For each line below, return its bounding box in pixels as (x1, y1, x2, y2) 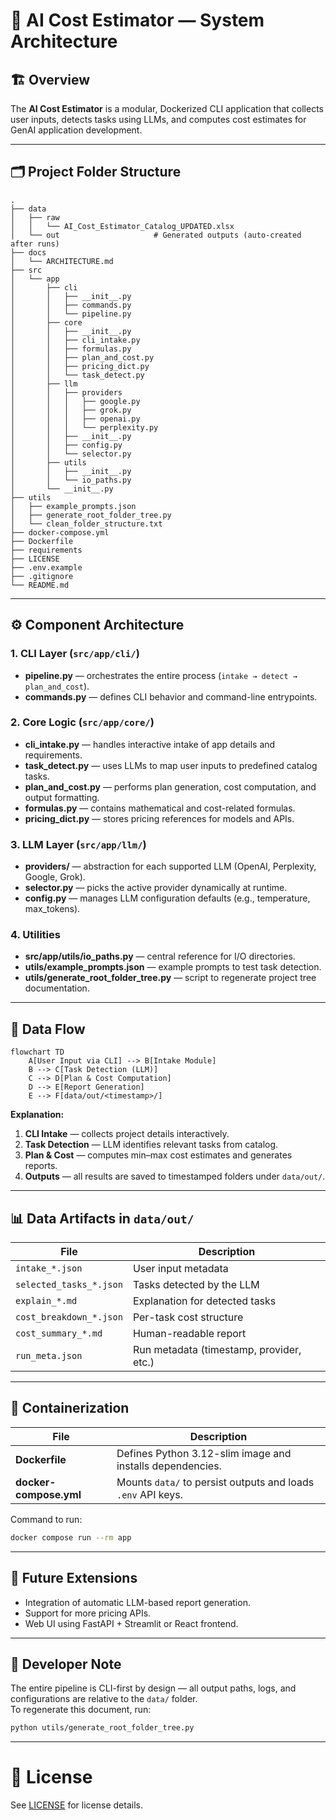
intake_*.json (15, 1263, 83, 1274)
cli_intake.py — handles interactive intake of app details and (24, 738, 276, 750)
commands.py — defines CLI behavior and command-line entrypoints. (24, 690, 318, 703)
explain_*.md (15, 1295, 78, 1307)
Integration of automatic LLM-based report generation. (24, 1596, 251, 1608)
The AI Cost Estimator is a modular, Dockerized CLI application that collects (10, 103, 325, 114)
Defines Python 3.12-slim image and (116, 1446, 292, 1460)
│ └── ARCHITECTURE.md (10, 256, 114, 266)
